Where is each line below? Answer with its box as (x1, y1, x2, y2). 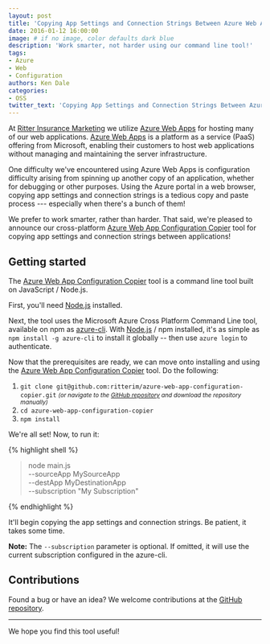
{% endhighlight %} (8, 502, 74, 511)
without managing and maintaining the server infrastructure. (8, 150, 207, 159)
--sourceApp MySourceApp (27, 469, 121, 478)
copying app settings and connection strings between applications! (8, 232, 231, 241)
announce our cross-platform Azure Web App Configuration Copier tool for (8, 223, 257, 233)
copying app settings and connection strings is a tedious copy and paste (8, 191, 249, 200)
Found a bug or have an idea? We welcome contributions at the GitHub (8, 594, 243, 604)
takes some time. (8, 526, 65, 535)
